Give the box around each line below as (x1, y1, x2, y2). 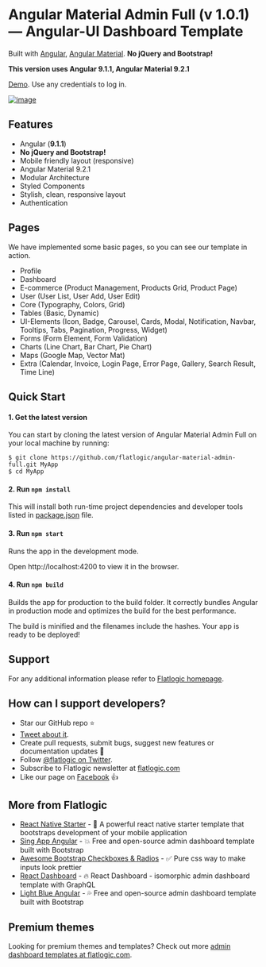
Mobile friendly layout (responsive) (19, 156, 134, 165)
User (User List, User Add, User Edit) (19, 291, 141, 301)
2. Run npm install (8, 484, 71, 494)
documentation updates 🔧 (19, 746, 105, 756)
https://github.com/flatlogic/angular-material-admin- (50, 454, 237, 462)
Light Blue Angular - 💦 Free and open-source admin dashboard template (19, 888, 256, 898)
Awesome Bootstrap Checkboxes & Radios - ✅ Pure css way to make (19, 853, 246, 863)
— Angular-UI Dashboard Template (8, 22, 244, 40)
